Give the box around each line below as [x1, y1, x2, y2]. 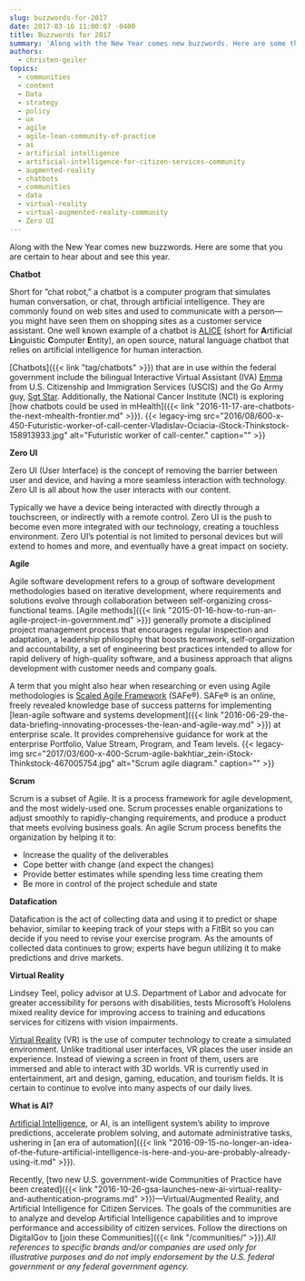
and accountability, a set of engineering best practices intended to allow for [9, 643, 292, 654]
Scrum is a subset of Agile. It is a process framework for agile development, [9, 792, 293, 803]
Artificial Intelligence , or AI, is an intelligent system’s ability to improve [9, 1117, 271, 1128]
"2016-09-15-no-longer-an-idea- [168, 1136, 293, 1147]
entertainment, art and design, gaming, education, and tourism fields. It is [9, 1073, 284, 1084]
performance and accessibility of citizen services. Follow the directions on [9, 1222, 288, 1233]
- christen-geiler [17, 55, 88, 65]
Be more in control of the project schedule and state [22, 878, 218, 889]
